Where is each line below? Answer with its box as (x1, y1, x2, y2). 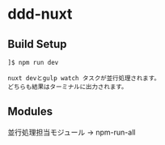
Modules (7, 104, 53, 118)
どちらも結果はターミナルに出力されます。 (7, 83, 128, 91)
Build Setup (7, 37, 67, 51)
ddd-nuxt (7, 5, 73, 23)
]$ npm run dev (7, 58, 59, 66)
